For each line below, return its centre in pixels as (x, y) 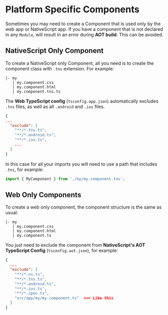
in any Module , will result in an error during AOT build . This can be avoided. (84, 34)
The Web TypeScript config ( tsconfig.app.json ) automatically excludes (82, 101)
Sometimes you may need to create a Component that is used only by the (83, 24)
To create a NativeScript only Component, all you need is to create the (80, 63)
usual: (12, 213)
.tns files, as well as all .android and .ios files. (55, 106)
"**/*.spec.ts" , (32, 293)
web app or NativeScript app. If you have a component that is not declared (84, 29)
